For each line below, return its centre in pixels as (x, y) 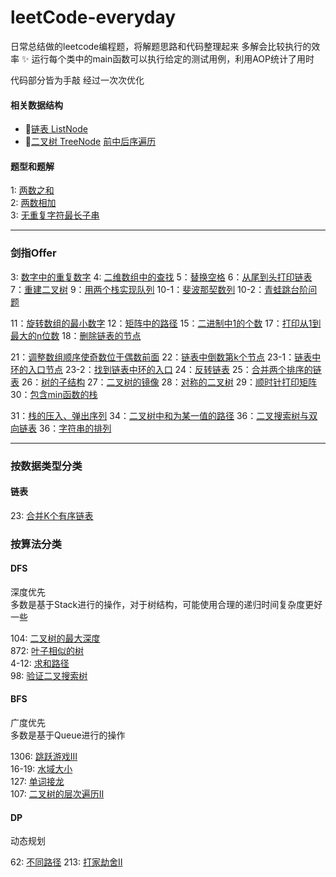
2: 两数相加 (33, 203)
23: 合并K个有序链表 (52, 515)
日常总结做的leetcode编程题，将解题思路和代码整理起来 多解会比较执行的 (161, 46)
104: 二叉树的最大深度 (55, 638)
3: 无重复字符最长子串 (55, 215)
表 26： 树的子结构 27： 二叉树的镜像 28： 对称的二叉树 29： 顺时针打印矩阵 (163, 382)
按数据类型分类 (46, 466)
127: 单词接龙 (37, 782)
